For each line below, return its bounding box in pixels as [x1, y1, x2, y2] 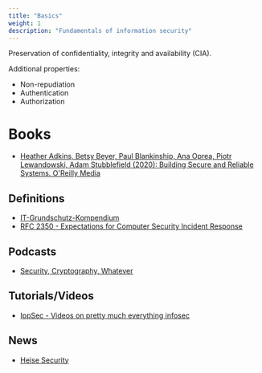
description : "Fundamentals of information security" [8, 26, 193, 34]
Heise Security [19, 355, 70, 365]
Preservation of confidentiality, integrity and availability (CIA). [8, 49, 212, 59]
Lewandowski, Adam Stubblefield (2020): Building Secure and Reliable [19, 160, 255, 169]
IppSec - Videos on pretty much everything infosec [19, 310, 190, 320]
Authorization [19, 97, 66, 107]
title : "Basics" [8, 11, 63, 20]
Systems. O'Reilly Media [19, 168, 100, 178]
